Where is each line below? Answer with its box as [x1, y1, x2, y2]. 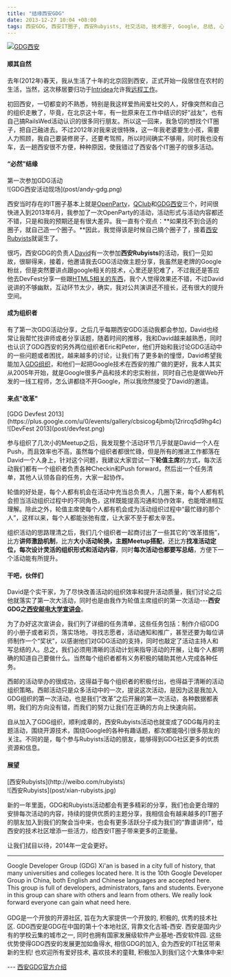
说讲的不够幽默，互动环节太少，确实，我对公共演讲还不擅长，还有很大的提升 [7, 283, 224, 291]
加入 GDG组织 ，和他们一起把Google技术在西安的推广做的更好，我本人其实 [12, 360, 222, 368]
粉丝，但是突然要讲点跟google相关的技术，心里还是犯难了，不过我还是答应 [7, 266, 220, 274]
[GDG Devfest [7, 410, 47, 418]
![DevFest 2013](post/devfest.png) [7, 424, 105, 433]
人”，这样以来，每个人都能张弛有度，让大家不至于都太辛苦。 [7, 514, 179, 522]
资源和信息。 [7, 743, 43, 752]
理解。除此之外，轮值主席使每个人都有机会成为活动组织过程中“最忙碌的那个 [7, 505, 221, 513]
